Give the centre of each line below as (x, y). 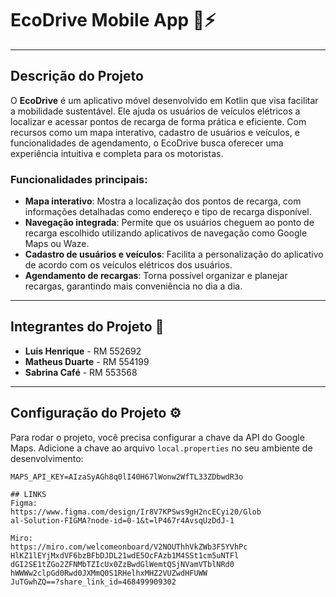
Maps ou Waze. (57, 244)
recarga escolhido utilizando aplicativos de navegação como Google (166, 233)
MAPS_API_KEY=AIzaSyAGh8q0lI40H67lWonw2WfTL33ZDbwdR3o (127, 477)
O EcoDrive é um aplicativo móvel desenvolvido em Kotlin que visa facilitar (164, 100)
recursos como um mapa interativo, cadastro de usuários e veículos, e (155, 132)
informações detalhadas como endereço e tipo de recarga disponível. (168, 212)
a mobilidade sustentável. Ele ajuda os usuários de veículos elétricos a (155, 111)
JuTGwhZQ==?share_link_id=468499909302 (93, 582)
